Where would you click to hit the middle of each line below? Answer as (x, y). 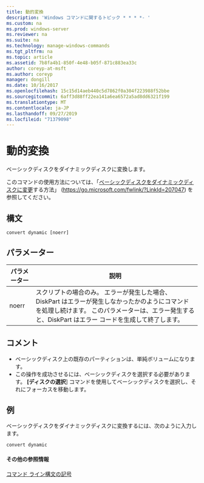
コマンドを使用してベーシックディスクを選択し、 (130, 382)
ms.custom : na (24, 23)
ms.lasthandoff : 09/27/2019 (42, 114)
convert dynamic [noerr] (38, 233)
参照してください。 (30, 197)
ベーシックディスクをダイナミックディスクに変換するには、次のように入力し (102, 426)
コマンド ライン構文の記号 (39, 474)
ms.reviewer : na (27, 35)
